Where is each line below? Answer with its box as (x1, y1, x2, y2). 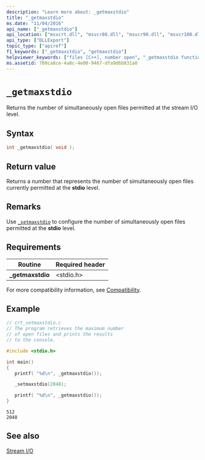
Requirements (6, 242, 61, 253)
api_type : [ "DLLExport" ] (6, 37, 70, 43)
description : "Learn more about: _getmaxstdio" (6, 9, 130, 15)
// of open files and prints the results (6, 331, 113, 337)
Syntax (6, 128, 34, 138)
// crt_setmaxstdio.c (6, 320, 62, 326)
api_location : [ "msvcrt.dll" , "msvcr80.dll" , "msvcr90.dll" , (6, 32, 165, 38)
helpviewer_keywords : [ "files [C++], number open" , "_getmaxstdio (6, 54, 179, 60)
